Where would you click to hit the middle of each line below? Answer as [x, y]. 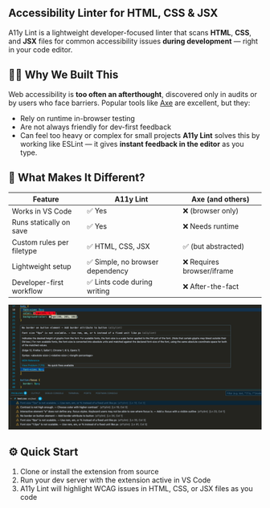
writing [98, 291]
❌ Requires [201, 262]
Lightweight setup [41, 266]
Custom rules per [41, 242]
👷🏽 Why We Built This [63, 75]
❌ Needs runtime [211, 226]
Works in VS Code [42, 211]
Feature [46, 199]
